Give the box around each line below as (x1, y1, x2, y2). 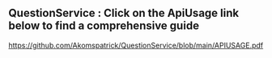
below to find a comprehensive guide (8, 19, 200, 33)
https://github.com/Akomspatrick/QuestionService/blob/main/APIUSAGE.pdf (8, 40, 264, 50)
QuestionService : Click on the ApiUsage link (8, 6, 240, 20)
